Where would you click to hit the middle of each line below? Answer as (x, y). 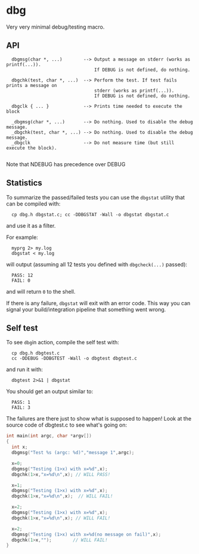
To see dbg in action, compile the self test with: (63, 343)
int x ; (20, 447)
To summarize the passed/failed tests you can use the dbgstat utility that (96, 197)
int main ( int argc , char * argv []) (49, 436)
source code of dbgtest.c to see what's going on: (67, 425)
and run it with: (25, 369)
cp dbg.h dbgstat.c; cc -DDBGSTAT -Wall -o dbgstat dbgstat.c (90, 214)
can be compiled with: (33, 204)
